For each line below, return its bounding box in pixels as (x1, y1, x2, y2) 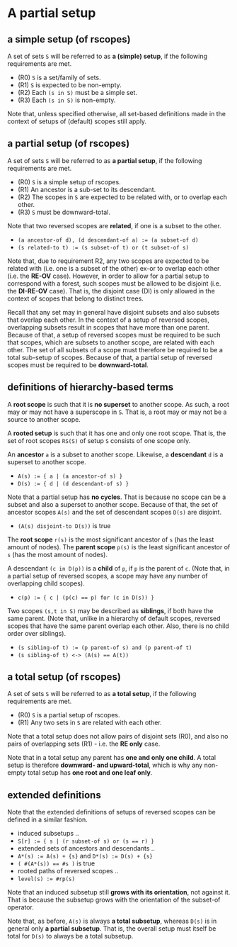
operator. (7, 903, 34, 912)
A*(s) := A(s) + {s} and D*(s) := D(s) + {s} (17, 852, 154, 861)
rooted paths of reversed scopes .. (17, 867, 119, 875)
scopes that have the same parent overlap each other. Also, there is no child (7, 622, 230, 630)
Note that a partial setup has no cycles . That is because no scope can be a (7, 493, 226, 501)
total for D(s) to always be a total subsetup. (7, 932, 134, 941)
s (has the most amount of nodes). (7, 550, 108, 559)
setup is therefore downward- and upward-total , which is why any (7, 761, 203, 770)
